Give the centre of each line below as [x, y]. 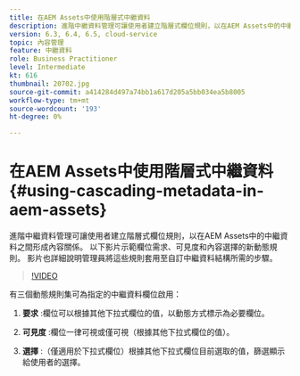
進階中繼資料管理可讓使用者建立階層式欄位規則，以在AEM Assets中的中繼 [145, 236]
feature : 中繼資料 [41, 51]
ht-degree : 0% [36, 117]
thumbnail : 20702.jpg [50, 84]
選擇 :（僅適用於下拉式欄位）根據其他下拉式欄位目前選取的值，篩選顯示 [154, 351]
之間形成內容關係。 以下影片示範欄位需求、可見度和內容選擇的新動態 [143, 247]
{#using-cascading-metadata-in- [137, 191]
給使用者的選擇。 [54, 363]
